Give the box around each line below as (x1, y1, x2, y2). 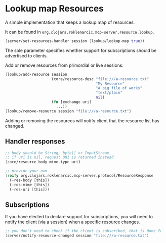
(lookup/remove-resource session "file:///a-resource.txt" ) (5, 108, 132, 114)
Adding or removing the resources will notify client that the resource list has (5, 117, 160, 124)
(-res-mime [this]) (9, 182, 50, 187)
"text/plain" (95, 90, 123, 96)
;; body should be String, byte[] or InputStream (5, 150, 110, 155)
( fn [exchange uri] (51, 99, 92, 104)
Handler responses (5, 137, 65, 146)
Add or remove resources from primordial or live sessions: (5, 62, 124, 68)
